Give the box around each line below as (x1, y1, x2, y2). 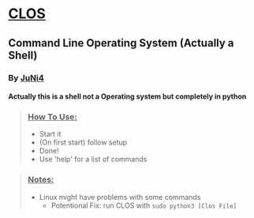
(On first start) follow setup (39, 137, 128, 147)
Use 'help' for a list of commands (39, 155, 148, 164)
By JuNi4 (8, 72, 45, 83)
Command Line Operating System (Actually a (8, 36, 234, 50)
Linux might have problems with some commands (39, 192, 201, 201)
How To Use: (27, 111, 77, 122)
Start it (39, 130, 62, 139)
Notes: (27, 175, 54, 186)
